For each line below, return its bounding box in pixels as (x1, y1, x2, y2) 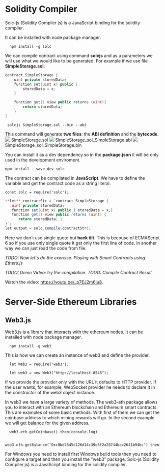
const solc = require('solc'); (5, 189, 69, 195)
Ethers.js (5, 260, 23, 266)
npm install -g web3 (9, 344, 52, 348)
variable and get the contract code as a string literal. (5, 180, 111, 186)
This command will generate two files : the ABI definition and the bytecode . (5, 131, 159, 137)
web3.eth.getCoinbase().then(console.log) (9, 429, 98, 434)
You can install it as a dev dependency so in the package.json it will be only (5, 152, 159, 157)
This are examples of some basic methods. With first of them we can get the (5, 409, 160, 415)
